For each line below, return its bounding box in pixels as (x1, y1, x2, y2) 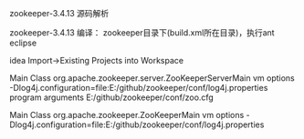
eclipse (9, 37, 37, 48)
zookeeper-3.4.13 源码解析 (9, 8, 110, 18)
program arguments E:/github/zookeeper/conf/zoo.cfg (9, 92, 215, 103)
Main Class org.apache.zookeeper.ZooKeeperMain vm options (9, 110, 245, 120)
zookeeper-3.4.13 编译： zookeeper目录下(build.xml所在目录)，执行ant (9, 27, 276, 38)
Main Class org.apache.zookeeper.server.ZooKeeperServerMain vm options (9, 73, 295, 84)
